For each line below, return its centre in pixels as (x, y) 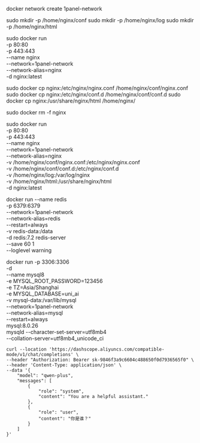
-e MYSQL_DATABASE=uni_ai (43, 294)
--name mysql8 (25, 275)
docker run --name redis (37, 199)
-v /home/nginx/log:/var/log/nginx (48, 175)
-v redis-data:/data (30, 231)
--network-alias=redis (34, 219)
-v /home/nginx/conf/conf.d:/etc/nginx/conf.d (63, 168)
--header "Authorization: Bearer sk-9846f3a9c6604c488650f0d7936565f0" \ (100, 360)
